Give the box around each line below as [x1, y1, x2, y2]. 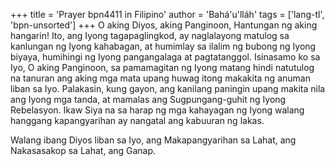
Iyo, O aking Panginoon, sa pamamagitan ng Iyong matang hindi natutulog [10, 62, 315, 73]
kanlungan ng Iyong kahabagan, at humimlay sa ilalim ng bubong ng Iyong [10, 40, 317, 52]
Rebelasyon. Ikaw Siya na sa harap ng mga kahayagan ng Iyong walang [10, 104, 305, 116]
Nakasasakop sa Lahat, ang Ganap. [10, 145, 157, 156]
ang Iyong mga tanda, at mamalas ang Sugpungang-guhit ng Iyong [10, 94, 287, 105]
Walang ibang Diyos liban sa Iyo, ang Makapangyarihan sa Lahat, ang [10, 134, 297, 146]
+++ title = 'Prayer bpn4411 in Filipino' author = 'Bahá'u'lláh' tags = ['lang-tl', [10, 9, 325, 20]
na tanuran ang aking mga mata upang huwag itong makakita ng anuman [10, 72, 311, 84]
